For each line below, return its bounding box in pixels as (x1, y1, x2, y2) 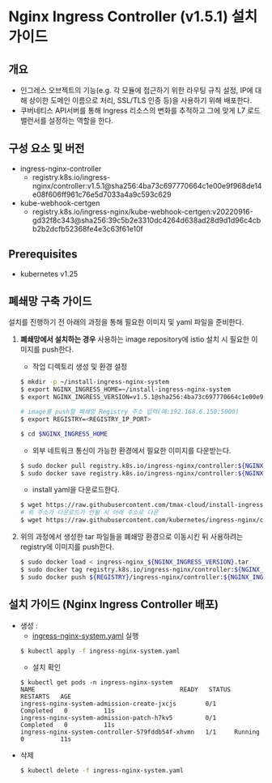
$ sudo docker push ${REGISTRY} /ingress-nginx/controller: (19, 572, 224, 581)
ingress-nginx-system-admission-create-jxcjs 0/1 (19, 700, 217, 709)
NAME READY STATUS (19, 686, 232, 694)
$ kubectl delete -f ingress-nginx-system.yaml (19, 767, 184, 775)
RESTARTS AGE (19, 693, 72, 701)
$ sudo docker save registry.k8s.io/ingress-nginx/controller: (19, 469, 239, 478)
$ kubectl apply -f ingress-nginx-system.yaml (19, 647, 181, 655)
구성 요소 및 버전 (8, 142, 85, 155)
